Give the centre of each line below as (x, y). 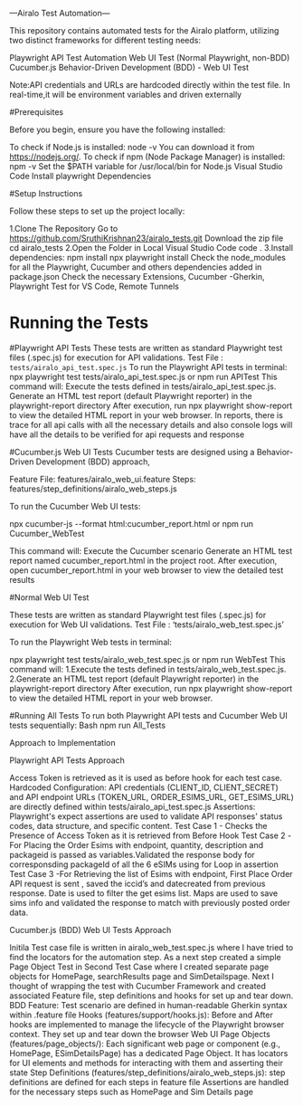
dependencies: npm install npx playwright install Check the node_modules (148, 257)
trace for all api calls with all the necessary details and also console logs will (151, 424)
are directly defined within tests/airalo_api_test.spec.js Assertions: (133, 806)
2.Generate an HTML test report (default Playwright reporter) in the (134, 679)
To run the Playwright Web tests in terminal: (90, 642)
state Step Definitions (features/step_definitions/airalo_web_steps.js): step (147, 1073)
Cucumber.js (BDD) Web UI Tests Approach (90, 930)
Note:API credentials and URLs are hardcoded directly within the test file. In (150, 85)
